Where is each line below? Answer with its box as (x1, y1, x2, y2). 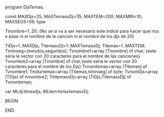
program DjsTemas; (5, 4, 44, 10)
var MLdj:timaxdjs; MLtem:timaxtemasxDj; (5, 89, 89, 94)
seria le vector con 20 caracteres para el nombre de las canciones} (5, 53, 141, 59)
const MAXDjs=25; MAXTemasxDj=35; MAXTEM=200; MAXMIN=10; (5, 14, 143, 19)
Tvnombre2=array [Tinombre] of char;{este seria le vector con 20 (5, 58, 138, 64)
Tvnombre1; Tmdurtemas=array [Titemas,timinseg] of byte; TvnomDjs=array (5, 69, 159, 75)
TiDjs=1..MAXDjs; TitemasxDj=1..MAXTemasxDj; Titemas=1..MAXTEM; (5, 43, 145, 48)
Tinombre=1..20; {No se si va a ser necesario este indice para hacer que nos (5, 28, 159, 34)
